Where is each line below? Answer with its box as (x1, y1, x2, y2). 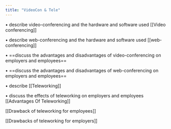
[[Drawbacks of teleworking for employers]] (5, 118, 98, 124)
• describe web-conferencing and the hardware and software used (5, 37, 146, 43)
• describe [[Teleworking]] (5, 83, 61, 89)
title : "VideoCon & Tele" (5, 7, 60, 13)
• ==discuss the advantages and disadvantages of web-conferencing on (5, 67, 159, 73)
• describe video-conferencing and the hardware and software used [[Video (5, 21, 166, 28)
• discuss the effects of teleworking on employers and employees (5, 92, 144, 98)
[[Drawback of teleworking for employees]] (5, 108, 96, 114)
